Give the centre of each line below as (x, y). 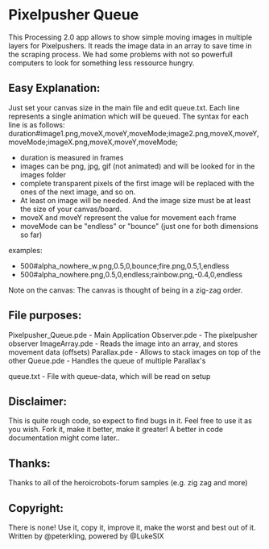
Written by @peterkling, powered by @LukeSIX (86, 536)
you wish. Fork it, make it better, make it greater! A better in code (116, 430)
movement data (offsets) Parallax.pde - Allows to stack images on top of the (135, 351)
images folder (43, 174)
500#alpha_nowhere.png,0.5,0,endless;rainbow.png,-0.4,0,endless (131, 274)
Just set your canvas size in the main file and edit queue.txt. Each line (124, 107)
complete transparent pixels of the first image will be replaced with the (137, 183)
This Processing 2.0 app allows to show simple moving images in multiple (130, 37)
